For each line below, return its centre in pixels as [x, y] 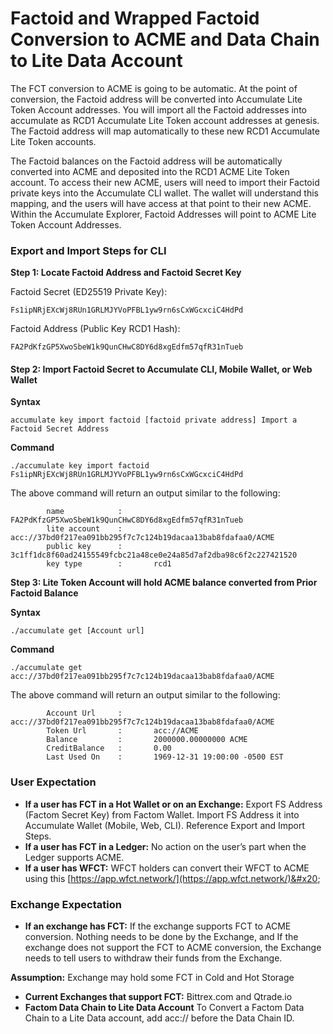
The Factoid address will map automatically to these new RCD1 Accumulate [165, 131]
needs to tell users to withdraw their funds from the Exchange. [153, 958]
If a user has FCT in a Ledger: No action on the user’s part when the [165, 846]
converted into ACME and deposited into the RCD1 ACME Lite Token [150, 171]
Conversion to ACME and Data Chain [165, 39]
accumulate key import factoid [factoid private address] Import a [154, 420]
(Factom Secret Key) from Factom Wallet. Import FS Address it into [162, 814]
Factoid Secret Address [60, 429]
